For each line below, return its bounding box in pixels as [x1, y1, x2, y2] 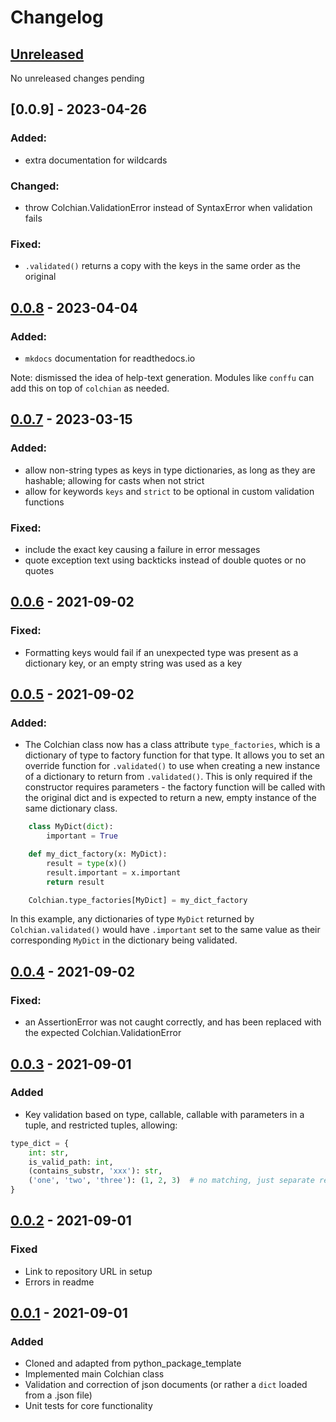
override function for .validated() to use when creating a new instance [24, 760, 321, 772]
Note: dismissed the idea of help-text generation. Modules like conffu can [10, 371, 315, 383]
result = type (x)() [46, 858, 128, 868]
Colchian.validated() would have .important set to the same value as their [10, 924, 321, 936]
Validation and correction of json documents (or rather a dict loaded [24, 1379, 308, 1391]
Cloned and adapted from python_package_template [24, 1357, 242, 1370]
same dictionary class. [24, 802, 118, 815]
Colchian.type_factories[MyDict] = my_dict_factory [28, 895, 248, 905]
